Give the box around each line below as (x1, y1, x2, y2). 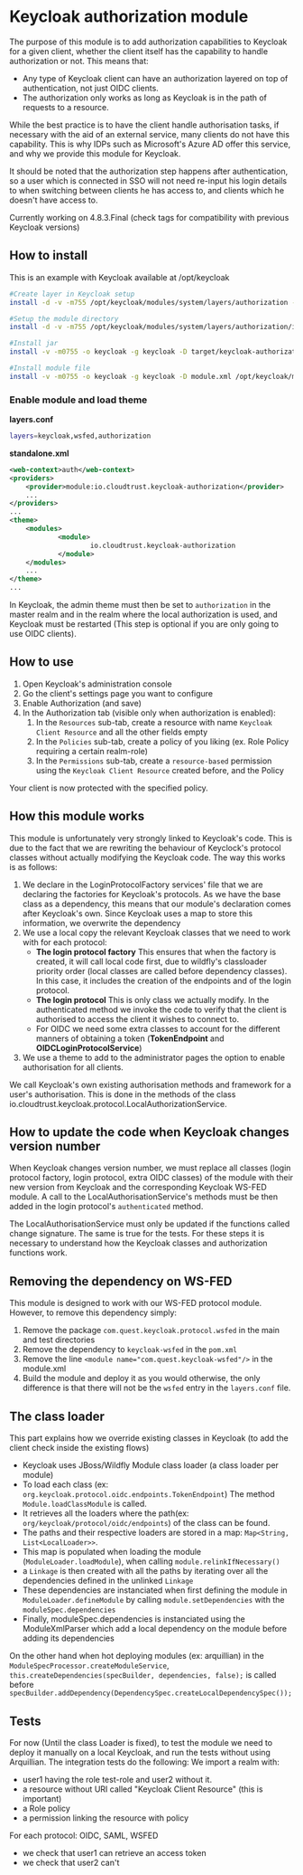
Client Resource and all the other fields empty (35, 726, 208, 737)
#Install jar (9, 339, 59, 348)
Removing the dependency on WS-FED (9, 1274, 233, 1289)
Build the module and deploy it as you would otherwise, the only (22, 1373, 261, 1384)
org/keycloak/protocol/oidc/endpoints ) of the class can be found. (22, 1518, 271, 1529)
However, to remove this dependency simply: (9, 1307, 178, 1318)
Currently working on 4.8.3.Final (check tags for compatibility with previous (9, 212, 289, 223)
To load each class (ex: (22, 1479, 109, 1490)
